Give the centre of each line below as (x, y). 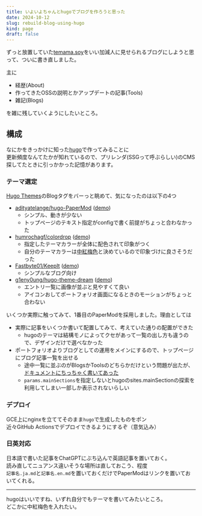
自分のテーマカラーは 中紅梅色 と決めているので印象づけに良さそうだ (108, 252)
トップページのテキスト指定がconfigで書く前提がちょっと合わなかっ (108, 223)
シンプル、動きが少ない (53, 215)
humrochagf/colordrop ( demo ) (53, 237)
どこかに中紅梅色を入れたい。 (43, 506)
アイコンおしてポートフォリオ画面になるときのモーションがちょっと (108, 294)
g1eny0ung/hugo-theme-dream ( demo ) (64, 280)
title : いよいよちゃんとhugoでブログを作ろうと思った (66, 12)
